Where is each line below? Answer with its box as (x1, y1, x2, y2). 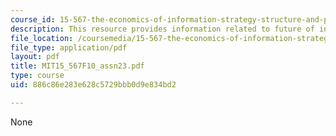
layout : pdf (10, 52, 60, 62)
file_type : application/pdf (10, 42, 128, 53)
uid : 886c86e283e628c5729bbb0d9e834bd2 (10, 80, 177, 90)
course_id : (10, 14, 56, 25)
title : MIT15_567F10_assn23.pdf (10, 61, 145, 71)
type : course (10, 71, 65, 81)
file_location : (10, 33, 74, 43)
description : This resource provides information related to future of (10, 24, 315, 34)
